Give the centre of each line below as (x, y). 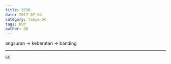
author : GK (17, 29)
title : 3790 (18, 10)
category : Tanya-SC (26, 19)
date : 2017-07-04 (24, 15)
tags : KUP (16, 24)
